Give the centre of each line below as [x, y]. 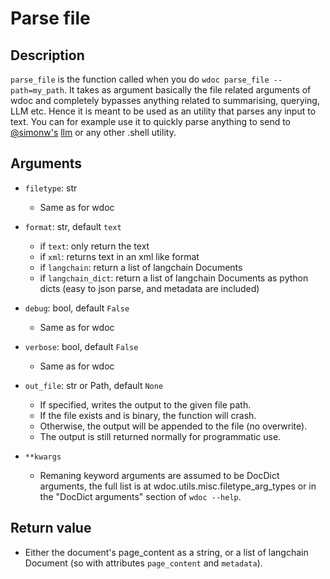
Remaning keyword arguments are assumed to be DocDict [159, 475]
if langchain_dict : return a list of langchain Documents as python [174, 278]
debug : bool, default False [77, 308]
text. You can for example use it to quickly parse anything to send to [151, 121]
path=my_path [37, 91]
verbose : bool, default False [81, 346]
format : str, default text [73, 226]
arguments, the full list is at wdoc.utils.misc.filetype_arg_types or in [178, 486]
